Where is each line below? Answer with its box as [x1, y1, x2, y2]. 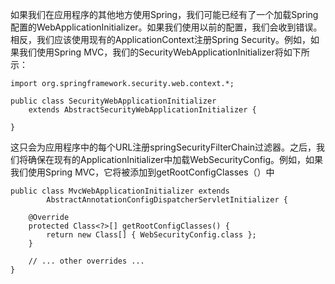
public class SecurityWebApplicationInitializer [10, 96, 217, 106]
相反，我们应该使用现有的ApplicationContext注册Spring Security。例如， [10, 34, 311, 45]
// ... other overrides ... [28, 256, 145, 266]
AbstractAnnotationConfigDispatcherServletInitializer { [46, 195, 288, 205]
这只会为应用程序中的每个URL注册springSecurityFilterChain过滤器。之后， [10, 141, 317, 153]
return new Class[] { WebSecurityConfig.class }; [46, 230, 257, 240]
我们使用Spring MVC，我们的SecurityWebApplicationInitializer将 [18, 46, 284, 58]
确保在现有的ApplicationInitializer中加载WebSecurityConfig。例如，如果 [27, 154, 324, 165]
